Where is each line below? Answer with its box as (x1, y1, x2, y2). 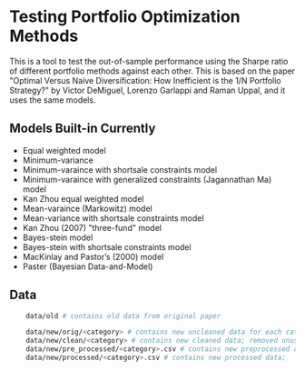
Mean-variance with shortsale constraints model (22, 212, 204, 224)
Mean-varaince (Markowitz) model (22, 203, 152, 214)
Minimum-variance (22, 155, 93, 165)
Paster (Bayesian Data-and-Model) (22, 261, 153, 272)
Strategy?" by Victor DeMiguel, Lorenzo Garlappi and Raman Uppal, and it (9, 85, 286, 95)
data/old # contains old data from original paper (25, 311, 221, 320)
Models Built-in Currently (9, 121, 156, 136)
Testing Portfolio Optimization (9, 6, 241, 27)
